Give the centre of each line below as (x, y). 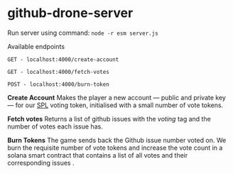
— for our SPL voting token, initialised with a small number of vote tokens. (115, 105)
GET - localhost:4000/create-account (63, 59)
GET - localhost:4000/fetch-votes (59, 72)
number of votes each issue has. (55, 126)
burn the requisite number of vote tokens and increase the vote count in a (115, 148)
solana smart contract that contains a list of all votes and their (98, 155)
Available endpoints (36, 46)
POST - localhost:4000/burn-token (59, 84)
